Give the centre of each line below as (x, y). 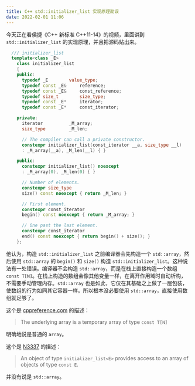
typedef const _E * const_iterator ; (70, 107)
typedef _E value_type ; (60, 80)
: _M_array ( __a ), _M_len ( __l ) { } (64, 150)
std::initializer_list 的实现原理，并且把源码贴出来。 (73, 42)
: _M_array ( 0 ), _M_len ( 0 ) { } (58, 172)
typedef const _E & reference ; (64, 86)
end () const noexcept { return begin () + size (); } (86, 236)
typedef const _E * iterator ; (62, 102)
